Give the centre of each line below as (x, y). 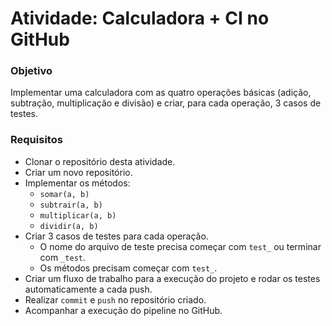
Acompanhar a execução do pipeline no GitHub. (123, 310)
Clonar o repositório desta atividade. (100, 161)
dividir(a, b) (69, 226)
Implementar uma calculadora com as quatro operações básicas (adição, (161, 93)
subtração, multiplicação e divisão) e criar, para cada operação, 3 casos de (166, 103)
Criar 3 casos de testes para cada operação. (116, 236)
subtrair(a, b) (71, 205)
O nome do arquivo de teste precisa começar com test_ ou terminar (180, 246)
